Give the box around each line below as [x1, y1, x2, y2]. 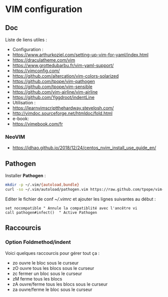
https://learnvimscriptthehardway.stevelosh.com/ [12, 105, 114, 111]
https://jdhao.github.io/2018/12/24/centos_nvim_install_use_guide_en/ [12, 145, 156, 151]
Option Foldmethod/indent [5, 239, 71, 246]
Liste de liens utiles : [5, 37, 47, 43]
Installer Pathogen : [5, 173, 46, 179]
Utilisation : [12, 100, 36, 106]
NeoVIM [5, 133, 25, 140]
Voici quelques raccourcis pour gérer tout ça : [5, 250, 100, 256]
